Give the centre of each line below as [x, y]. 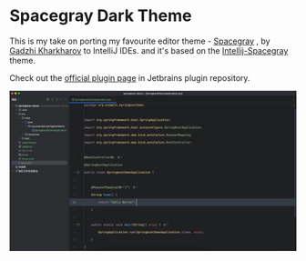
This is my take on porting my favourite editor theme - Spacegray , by [140, 41]
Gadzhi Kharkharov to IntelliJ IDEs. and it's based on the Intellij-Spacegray [149, 50]
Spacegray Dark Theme [101, 16]
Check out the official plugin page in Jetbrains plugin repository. [130, 77]
